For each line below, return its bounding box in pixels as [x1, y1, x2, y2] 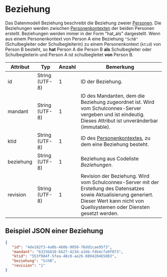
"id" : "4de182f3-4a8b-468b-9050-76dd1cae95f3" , [11, 245, 112, 250]
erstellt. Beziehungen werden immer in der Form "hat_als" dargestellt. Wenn [5, 30, 161, 36]
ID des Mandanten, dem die [81, 92, 145, 99]
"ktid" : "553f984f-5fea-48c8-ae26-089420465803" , [11, 254, 117, 259]
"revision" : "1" [11, 263, 46, 268]
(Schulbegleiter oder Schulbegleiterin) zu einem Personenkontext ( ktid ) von [5, 41, 162, 47]
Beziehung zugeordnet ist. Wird [81, 98, 155, 105]
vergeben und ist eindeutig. [81, 111, 145, 118]
